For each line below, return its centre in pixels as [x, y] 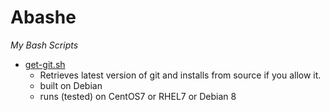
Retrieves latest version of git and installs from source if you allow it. [180, 75]
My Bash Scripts [44, 45]
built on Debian [71, 85]
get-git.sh [45, 64]
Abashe [43, 17]
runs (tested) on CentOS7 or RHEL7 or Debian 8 [138, 96]
